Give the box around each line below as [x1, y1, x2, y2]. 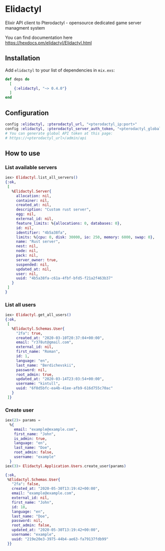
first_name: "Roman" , [16, 349, 60, 354]
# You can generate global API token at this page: [5, 131, 113, 136]
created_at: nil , [16, 203, 52, 207]
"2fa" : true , [16, 331, 43, 336]
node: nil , [16, 248, 38, 253]
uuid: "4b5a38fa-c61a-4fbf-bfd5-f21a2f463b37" [16, 276, 113, 281]
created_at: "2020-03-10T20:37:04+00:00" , [16, 335, 105, 341]
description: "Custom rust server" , [16, 207, 91, 212]
